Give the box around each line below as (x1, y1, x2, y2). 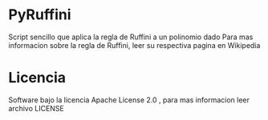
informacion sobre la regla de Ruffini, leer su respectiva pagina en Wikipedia (8, 40, 261, 50)
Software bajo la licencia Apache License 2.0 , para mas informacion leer (8, 94, 250, 105)
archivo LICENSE (8, 103, 64, 113)
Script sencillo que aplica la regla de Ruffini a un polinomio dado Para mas (8, 32, 254, 42)
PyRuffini (8, 6, 71, 24)
